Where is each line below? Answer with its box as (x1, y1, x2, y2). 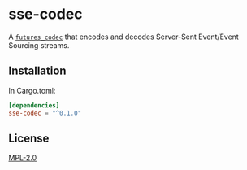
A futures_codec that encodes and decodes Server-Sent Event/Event (8, 32, 240, 41)
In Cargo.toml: (8, 85, 56, 95)
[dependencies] (8, 101, 60, 110)
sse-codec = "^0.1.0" (8, 109, 82, 117)
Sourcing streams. (8, 40, 70, 50)
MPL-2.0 (8, 153, 37, 163)
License (8, 131, 50, 145)
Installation (8, 64, 67, 78)
